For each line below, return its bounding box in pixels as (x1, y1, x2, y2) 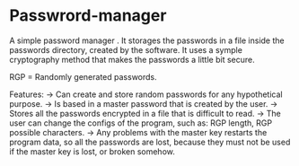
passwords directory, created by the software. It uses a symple (9, 44, 242, 55)
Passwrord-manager (9, 5, 167, 26)
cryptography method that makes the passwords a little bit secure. (9, 54, 255, 65)
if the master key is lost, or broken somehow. (9, 145, 175, 157)
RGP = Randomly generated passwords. (9, 71, 157, 82)
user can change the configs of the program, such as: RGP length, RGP (9, 118, 272, 128)
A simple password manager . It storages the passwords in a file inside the (9, 35, 285, 46)
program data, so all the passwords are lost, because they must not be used (9, 136, 291, 147)
